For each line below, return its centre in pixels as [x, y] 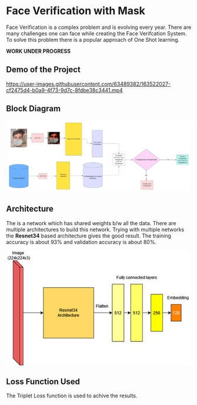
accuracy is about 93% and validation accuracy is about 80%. [81, 242]
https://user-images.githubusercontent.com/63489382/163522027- [89, 84]
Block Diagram [33, 109]
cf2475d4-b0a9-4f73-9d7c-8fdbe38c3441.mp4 [65, 90]
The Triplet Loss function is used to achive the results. [72, 396]
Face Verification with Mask [76, 11]
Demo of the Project [43, 70]
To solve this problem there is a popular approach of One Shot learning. [93, 39]
